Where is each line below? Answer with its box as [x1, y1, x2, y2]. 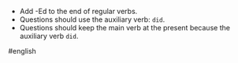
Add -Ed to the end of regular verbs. [19, 7, 138, 16]
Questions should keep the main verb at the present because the [19, 23, 231, 32]
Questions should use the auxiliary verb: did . [19, 15, 165, 24]
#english [8, 47, 37, 55]
